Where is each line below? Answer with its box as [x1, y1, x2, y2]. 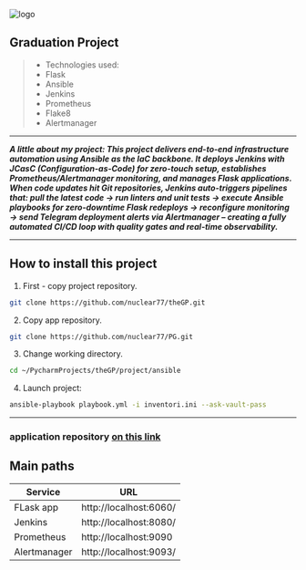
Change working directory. [22, 348, 123, 359]
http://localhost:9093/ [81, 545, 176, 558]
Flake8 [45, 108, 71, 119]
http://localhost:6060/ [81, 501, 176, 513]
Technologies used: [45, 59, 120, 70]
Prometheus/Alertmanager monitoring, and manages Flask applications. [9, 172, 292, 183]
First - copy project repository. [22, 280, 138, 291]
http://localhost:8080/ [81, 515, 176, 528]
